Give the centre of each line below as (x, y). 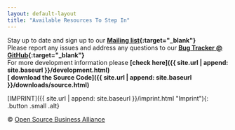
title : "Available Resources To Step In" (69, 20)
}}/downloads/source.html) (48, 85)
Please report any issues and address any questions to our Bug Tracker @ (115, 48)
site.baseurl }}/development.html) (59, 70)
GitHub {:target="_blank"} (46, 55)
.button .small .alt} (33, 106)
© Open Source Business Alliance (56, 119)
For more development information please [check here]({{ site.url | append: (118, 62)
